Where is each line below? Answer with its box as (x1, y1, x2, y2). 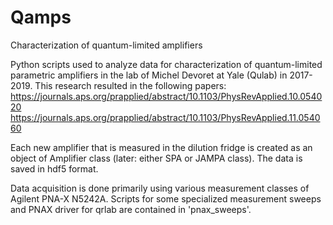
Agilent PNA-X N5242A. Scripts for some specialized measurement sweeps (10, 192, 322, 205)
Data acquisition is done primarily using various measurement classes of (10, 182, 310, 194)
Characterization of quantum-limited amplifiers (10, 39, 203, 51)
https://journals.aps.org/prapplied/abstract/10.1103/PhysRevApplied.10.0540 (10, 90, 323, 102)
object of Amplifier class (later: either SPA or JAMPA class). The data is (10, 152, 303, 164)
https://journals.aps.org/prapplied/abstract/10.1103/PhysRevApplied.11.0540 (10, 111, 321, 123)
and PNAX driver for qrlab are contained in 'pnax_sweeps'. (10, 203, 252, 215)
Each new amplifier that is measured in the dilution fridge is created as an (10, 141, 313, 153)
